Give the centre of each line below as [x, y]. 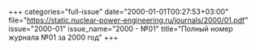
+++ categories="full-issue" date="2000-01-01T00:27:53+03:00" [119, 12]
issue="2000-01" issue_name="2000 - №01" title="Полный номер [121, 29]
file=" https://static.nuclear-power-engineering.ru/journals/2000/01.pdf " [128, 20]
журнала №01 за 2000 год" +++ [63, 37]
